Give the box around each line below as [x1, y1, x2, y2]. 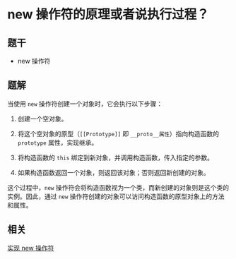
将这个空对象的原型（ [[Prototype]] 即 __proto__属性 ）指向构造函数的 [17, 129, 219, 138]
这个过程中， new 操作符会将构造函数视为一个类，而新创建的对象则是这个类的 [7, 183, 230, 191]
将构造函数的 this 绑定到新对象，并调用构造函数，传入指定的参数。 [17, 153, 214, 162]
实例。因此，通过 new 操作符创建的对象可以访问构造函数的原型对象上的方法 [7, 192, 225, 200]
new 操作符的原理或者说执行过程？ [7, 6, 210, 23]
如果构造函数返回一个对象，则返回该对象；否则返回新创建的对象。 [17, 168, 210, 176]
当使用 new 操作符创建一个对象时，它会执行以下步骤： [7, 100, 163, 108]
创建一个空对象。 [17, 114, 68, 123]
